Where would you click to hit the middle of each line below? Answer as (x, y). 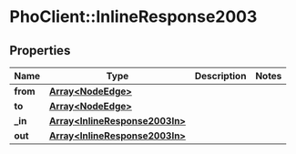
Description (220, 76)
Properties (40, 51)
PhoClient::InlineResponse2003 (133, 17)
